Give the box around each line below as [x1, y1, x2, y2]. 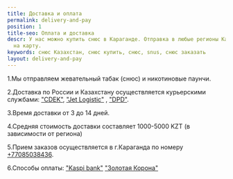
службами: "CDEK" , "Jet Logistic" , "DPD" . [7, 95, 130, 103]
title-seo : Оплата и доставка [7, 29, 95, 37]
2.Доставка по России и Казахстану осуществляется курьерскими [7, 87, 207, 96]
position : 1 [7, 23, 42, 30]
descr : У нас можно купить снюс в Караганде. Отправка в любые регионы [7, 36, 218, 43]
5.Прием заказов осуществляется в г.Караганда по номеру [7, 143, 184, 151]
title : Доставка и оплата [7, 10, 82, 17]
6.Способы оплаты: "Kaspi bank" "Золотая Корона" [7, 164, 158, 172]
